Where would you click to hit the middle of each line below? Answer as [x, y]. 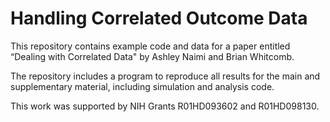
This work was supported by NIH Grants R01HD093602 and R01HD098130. [165, 106]
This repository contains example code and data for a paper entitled [150, 46]
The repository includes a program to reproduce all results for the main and [165, 76]
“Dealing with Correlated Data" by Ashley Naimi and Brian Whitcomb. [152, 56]
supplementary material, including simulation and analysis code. [142, 86]
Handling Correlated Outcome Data [159, 18]
